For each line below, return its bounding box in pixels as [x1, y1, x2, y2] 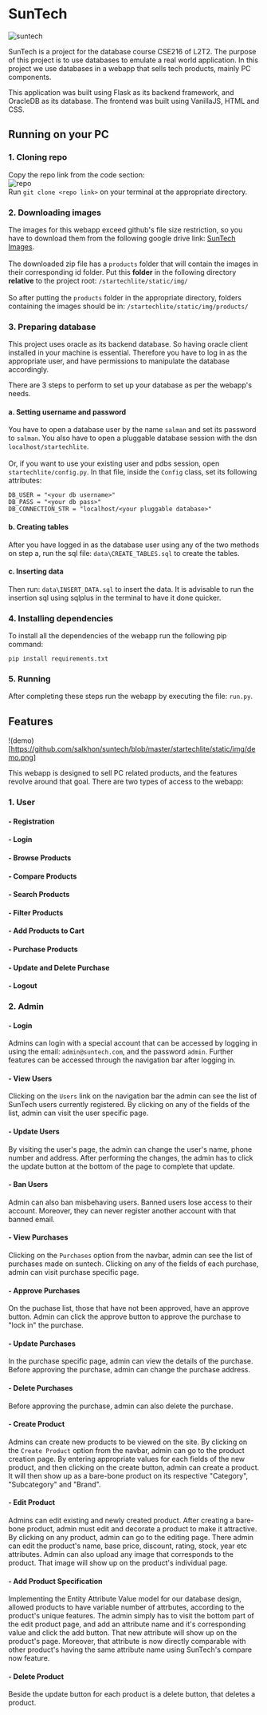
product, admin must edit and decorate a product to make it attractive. [26, 1524, 257, 1534]
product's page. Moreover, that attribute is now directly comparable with [8, 1637, 246, 1646]
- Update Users [8, 1127, 60, 1137]
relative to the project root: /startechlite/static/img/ [8, 276, 189, 285]
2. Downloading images [8, 207, 102, 218]
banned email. [8, 1214, 55, 1224]
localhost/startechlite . [8, 442, 89, 451]
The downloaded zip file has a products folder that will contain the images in [8, 259, 259, 268]
